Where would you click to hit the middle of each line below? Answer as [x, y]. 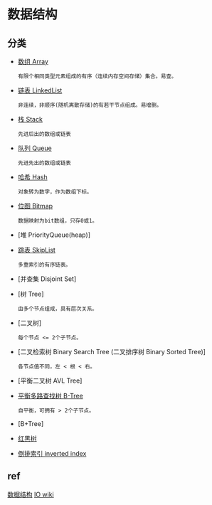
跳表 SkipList [36, 250]
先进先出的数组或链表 [44, 163]
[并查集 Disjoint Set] [47, 279]
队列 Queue [35, 148]
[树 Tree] [31, 294]
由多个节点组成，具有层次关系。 [58, 309]
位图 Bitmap [35, 206]
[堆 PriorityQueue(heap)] [54, 235]
